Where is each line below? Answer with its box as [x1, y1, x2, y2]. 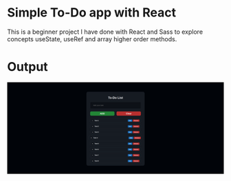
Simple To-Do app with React [7, 5, 177, 21]
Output [7, 59, 48, 75]
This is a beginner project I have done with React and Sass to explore [7, 28, 203, 36]
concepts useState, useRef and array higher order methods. [7, 34, 177, 43]
